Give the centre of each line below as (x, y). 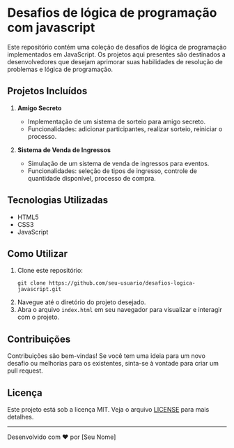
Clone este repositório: (50, 271)
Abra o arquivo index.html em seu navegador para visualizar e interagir (120, 310)
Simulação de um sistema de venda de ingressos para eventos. (118, 163)
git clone (32, 283)
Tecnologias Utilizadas (58, 200)
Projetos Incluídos (47, 91)
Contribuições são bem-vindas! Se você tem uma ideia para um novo (106, 356)
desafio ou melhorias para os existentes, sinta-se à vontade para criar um (113, 364)
